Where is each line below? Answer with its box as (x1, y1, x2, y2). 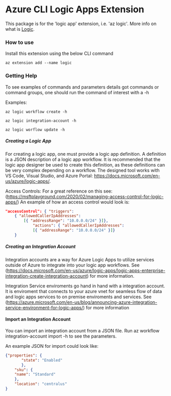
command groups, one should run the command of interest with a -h (5, 89, 150, 95)
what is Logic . (5, 26, 35, 32)
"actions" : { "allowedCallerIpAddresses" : (32, 223, 125, 228)
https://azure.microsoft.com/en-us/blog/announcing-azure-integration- (7, 299, 157, 305)
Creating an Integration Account (5, 243, 76, 249)
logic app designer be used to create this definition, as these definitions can (5, 161, 165, 168)
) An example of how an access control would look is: (17, 199, 130, 205)
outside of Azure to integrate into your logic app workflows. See (5, 262, 140, 268)
